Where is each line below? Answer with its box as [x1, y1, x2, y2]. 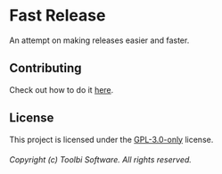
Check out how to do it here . [9, 84, 114, 95]
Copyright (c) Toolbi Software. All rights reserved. [9, 154, 192, 165]
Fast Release [9, 5, 106, 26]
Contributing [9, 61, 82, 76]
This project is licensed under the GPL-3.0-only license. [9, 134, 214, 145]
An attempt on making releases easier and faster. [9, 35, 190, 46]
